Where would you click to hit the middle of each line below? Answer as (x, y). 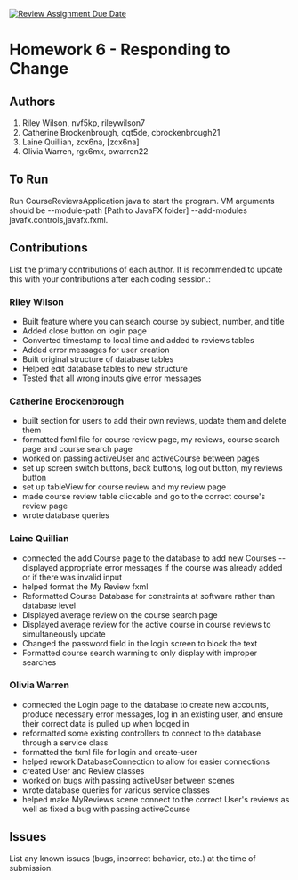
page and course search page (77, 449)
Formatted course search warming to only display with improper (140, 653)
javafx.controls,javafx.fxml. (59, 219)
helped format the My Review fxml (85, 586)
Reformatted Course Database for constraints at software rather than (149, 596)
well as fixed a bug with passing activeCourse (106, 809)
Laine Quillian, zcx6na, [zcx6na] (81, 142)
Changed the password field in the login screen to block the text (140, 643)
